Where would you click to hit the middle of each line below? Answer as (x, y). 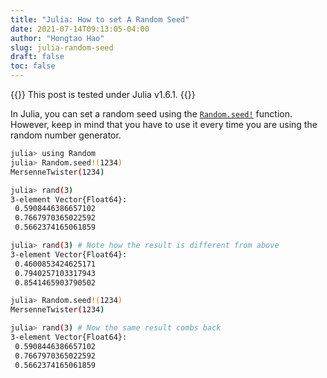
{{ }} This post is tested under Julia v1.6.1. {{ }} (103, 94)
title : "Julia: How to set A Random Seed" (100, 19)
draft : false (37, 57)
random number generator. (66, 135)
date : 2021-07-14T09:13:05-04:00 (80, 29)
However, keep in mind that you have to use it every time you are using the (164, 124)
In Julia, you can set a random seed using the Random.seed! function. (151, 114)
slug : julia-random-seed (62, 47)
